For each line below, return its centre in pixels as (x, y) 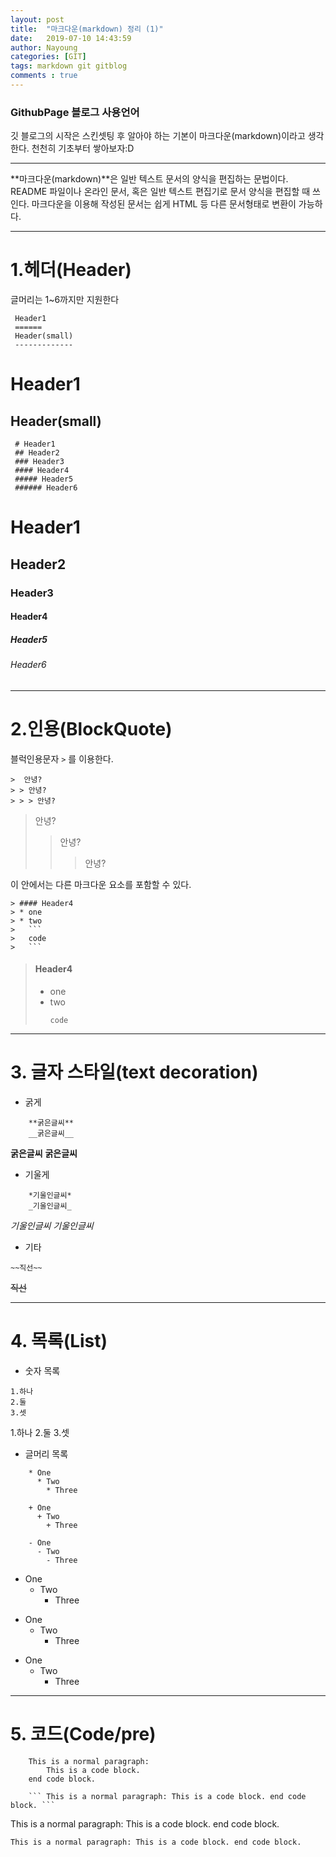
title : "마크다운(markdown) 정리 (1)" (87, 29)
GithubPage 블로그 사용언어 (75, 112)
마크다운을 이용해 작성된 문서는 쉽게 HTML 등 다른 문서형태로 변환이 (164, 204)
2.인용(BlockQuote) (91, 728)
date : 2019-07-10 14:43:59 (71, 38)
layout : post (37, 19)
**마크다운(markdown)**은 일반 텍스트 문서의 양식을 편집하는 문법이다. (149, 179)
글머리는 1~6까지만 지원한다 (65, 300)
